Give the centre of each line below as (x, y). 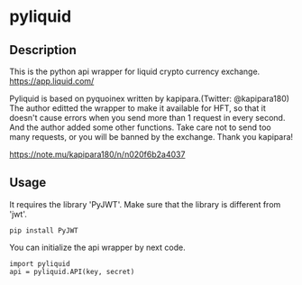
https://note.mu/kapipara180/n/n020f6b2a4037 (97, 154)
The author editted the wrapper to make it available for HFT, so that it (137, 108)
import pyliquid (40, 263)
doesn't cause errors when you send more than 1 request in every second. (147, 118)
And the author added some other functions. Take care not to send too (141, 127)
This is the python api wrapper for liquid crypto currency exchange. (135, 71)
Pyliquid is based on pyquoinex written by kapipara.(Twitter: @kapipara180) (150, 98)
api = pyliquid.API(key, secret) (72, 271)
